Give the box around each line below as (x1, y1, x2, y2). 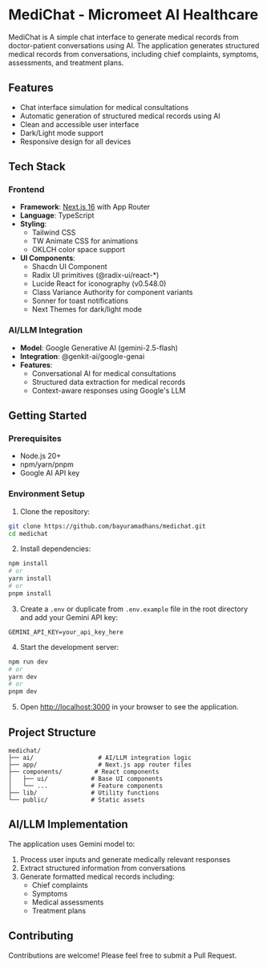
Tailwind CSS (31, 227, 76, 238)
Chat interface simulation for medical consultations (19, 102, 189, 112)
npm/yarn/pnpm (19, 459, 75, 469)
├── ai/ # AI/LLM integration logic (8, 754, 192, 762)
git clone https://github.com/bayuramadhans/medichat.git (8, 522, 206, 530)
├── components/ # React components (8, 768, 160, 776)
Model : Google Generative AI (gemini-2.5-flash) (19, 343, 179, 353)
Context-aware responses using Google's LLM (31, 386, 186, 395)
